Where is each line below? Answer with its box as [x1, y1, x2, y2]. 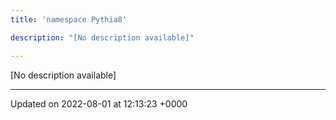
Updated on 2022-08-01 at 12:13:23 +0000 [10, 97, 188, 110]
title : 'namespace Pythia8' [10, 14, 128, 25]
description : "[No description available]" [10, 32, 195, 43]
